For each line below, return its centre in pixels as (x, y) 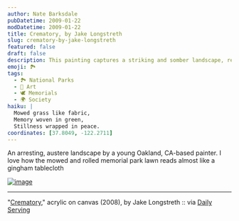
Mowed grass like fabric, (52, 113)
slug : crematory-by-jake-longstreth (62, 41)
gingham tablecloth (36, 168)
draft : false (27, 54)
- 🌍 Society (32, 100)
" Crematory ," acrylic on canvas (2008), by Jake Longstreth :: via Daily (110, 203)
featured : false (31, 47)
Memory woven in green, (49, 119)
